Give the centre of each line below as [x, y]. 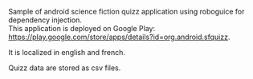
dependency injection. [45, 20]
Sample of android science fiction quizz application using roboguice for [126, 12]
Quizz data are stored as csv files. [65, 68]
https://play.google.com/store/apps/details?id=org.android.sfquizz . [119, 37]
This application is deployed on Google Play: [82, 28]
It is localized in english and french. [67, 52]
